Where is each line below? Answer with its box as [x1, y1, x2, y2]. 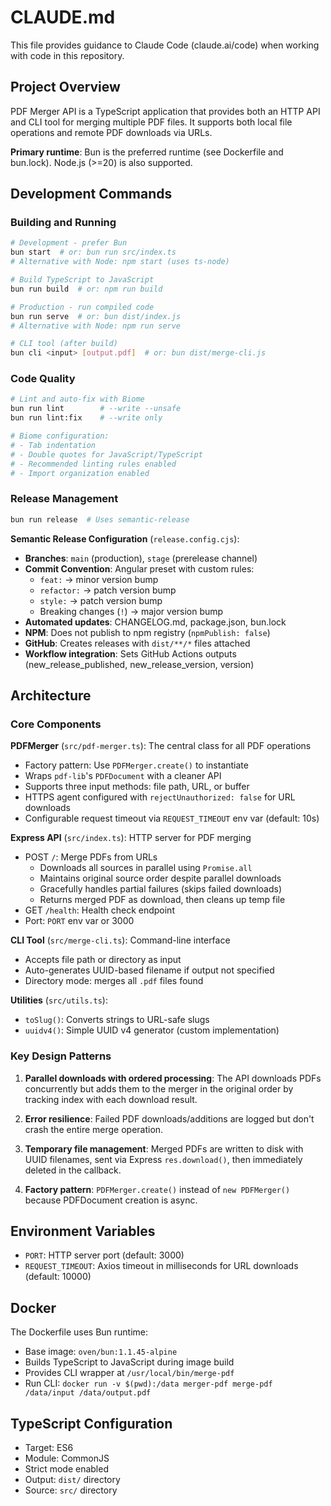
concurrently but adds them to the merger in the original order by [24, 1082, 294, 1095]
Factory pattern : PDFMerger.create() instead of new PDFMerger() [24, 1183, 291, 1195]
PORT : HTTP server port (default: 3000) [24, 1249, 185, 1261]
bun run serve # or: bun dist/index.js [10, 311, 182, 321]
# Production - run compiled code [10, 302, 155, 312]
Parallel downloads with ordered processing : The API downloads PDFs [24, 1072, 322, 1084]
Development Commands [10, 186, 173, 203]
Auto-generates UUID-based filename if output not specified [24, 964, 275, 976]
